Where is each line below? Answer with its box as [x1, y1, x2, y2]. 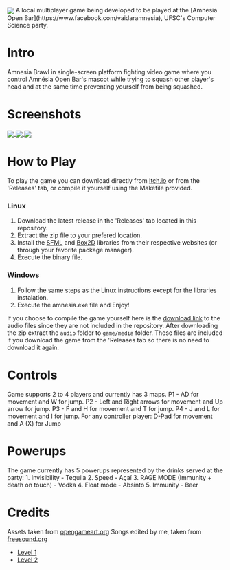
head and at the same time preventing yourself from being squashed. [7, 83, 203, 91]
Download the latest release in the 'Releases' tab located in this [16, 217, 197, 225]
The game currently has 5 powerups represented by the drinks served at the [7, 466, 223, 474]
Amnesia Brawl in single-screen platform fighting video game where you [7, 68, 211, 76]
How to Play [7, 154, 77, 170]
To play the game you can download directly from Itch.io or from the [7, 177, 200, 185]
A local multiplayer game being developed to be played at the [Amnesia [15, 6, 218, 14]
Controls [7, 367, 58, 383]
